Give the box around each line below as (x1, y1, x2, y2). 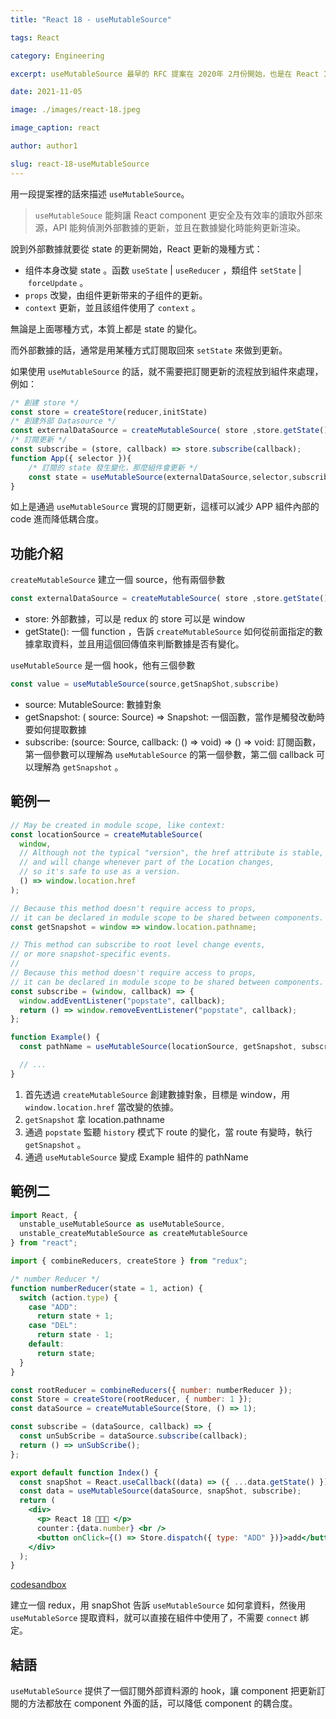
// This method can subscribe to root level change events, (10, 940, 267, 950)
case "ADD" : (28, 1302, 78, 1312)
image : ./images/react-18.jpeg (10, 105, 141, 115)
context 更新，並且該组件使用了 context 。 (24, 301, 201, 313)
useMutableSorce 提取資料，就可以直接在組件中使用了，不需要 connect (10, 1612, 298, 1624)
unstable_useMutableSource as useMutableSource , (19, 1219, 226, 1230)
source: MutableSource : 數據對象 (24, 698, 162, 710)
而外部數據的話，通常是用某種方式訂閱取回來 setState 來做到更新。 (10, 344, 288, 356)
